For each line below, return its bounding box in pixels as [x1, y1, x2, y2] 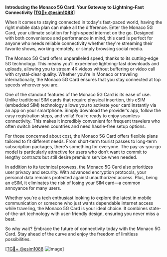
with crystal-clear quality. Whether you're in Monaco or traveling [5, 71, 138, 77]
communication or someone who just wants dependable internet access [5, 200, 154, 206]
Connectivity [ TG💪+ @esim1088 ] [5, 9, 75, 15]
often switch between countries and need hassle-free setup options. [5, 123, 146, 129]
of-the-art [5, 211, 26, 217]
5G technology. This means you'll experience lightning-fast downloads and [5, 61, 160, 66]
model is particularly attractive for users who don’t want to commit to [5, 149, 147, 155]
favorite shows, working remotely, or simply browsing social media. [5, 46, 144, 51]
